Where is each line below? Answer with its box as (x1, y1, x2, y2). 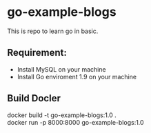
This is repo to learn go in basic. (7, 27, 99, 35)
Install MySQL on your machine (17, 65, 106, 73)
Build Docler (7, 92, 61, 104)
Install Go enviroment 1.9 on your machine (17, 72, 137, 81)
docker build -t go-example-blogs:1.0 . (7, 111, 117, 119)
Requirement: (7, 47, 68, 59)
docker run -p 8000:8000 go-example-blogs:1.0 (7, 118, 144, 126)
